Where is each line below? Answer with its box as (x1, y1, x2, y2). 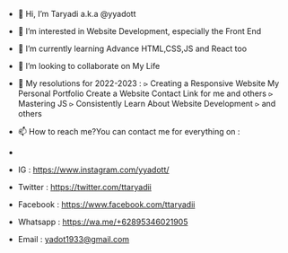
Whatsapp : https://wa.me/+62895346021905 (17, 216, 188, 227)
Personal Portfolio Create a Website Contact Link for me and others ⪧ (17, 88, 274, 99)
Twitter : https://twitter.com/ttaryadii (17, 182, 153, 192)
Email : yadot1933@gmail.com (17, 234, 130, 244)
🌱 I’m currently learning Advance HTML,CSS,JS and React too (17, 43, 248, 54)
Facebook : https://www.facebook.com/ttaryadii (17, 199, 196, 210)
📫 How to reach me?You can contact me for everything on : (17, 126, 240, 136)
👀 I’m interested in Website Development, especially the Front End (17, 26, 262, 36)
